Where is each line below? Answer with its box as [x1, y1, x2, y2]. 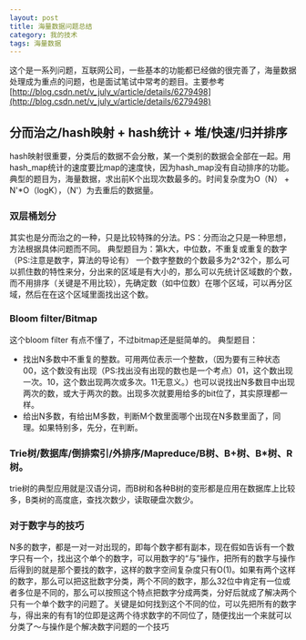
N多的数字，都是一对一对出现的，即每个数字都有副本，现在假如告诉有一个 [9, 542, 287, 553]
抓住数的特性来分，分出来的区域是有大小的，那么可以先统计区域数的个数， [16, 266, 297, 278]
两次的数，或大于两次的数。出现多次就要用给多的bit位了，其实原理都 [22, 388, 280, 399]
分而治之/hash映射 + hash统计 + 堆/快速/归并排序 [9, 125, 289, 140]
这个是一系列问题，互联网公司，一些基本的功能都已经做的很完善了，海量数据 [9, 65, 297, 76]
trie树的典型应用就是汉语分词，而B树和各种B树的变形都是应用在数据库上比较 [9, 483, 296, 493]
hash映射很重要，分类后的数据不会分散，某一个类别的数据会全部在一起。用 [9, 151, 291, 162]
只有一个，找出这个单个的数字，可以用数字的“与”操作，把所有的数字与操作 [16, 553, 296, 564]
